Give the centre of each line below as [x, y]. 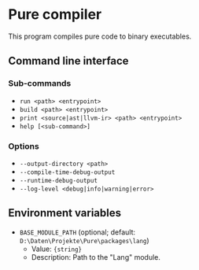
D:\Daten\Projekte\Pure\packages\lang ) [84, 240]
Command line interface [68, 61]
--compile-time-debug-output [67, 172]
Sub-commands [40, 83]
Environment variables [65, 213]
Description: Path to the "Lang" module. [96, 257]
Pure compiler [55, 15]
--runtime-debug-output [59, 180]
